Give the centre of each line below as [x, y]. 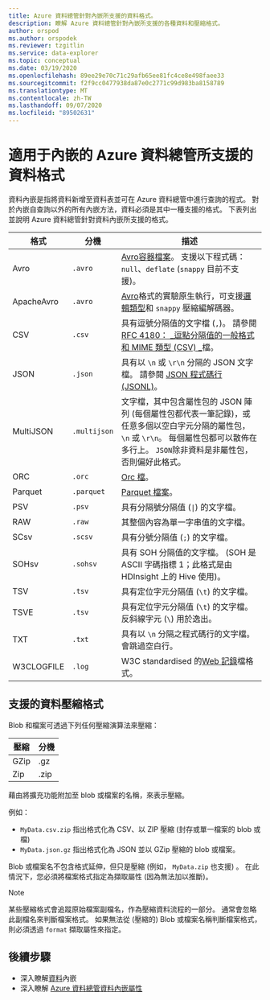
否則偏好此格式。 [153, 462]
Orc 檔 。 [137, 477]
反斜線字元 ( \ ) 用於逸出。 [169, 619]
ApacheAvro [35, 301]
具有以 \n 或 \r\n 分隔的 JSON [178, 362]
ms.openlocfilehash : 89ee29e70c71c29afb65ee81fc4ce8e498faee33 [117, 76]
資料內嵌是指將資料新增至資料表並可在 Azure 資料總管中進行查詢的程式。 [129, 199]
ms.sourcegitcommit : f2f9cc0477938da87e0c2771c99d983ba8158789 [117, 83]
